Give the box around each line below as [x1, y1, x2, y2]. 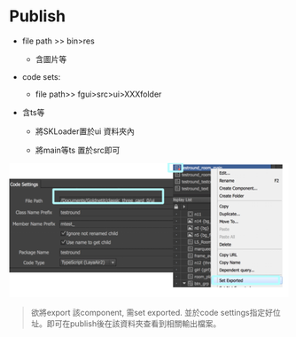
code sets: [21, 71, 61, 82]
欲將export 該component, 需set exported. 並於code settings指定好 [30, 307, 273, 317]
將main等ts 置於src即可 [35, 145, 121, 155]
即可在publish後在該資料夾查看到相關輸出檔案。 [46, 317, 222, 329]
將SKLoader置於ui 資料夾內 [35, 126, 135, 137]
